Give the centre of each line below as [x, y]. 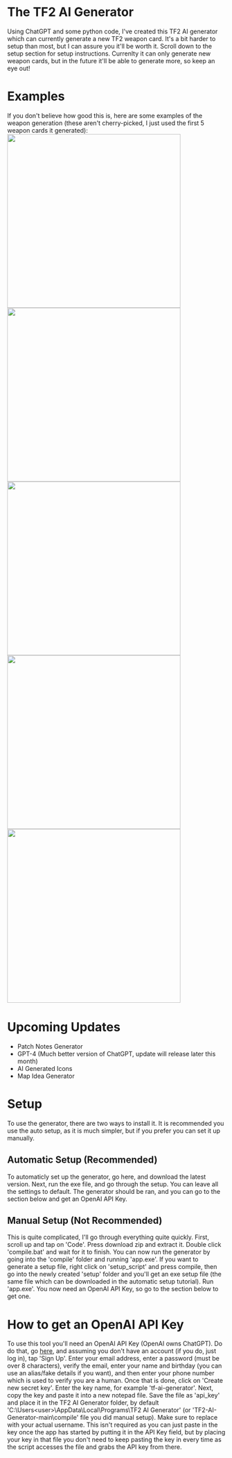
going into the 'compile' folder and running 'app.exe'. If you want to [103, 1259]
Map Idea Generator [46, 1076]
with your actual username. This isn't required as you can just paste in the [113, 1425]
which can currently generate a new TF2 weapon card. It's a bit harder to [111, 38]
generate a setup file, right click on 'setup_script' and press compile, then [112, 1267]
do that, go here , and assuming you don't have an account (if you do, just [112, 1351]
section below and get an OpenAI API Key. [68, 1199]
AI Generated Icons [45, 1068]
